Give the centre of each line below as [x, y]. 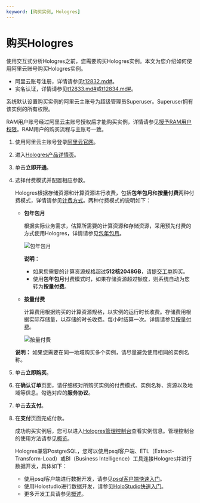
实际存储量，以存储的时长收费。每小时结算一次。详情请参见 [102, 319]
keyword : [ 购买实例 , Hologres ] [43, 12]
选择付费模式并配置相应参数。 [51, 180]
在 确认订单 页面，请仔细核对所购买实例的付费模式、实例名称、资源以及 [101, 385]
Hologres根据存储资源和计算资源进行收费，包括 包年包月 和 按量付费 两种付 [104, 193]
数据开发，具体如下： [41, 466]
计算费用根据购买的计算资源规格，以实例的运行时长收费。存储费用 [105, 311]
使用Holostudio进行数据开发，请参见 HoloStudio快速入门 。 [95, 486]
